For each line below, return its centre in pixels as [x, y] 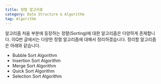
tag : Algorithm [21, 19]
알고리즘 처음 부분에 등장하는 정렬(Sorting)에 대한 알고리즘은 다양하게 [72, 33]
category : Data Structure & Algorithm [45, 14]
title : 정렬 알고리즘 [24, 10]
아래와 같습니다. [25, 46]
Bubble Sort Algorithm [35, 56]
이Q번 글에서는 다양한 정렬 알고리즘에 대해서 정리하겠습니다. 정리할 [75, 39]
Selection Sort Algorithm [37, 76]
